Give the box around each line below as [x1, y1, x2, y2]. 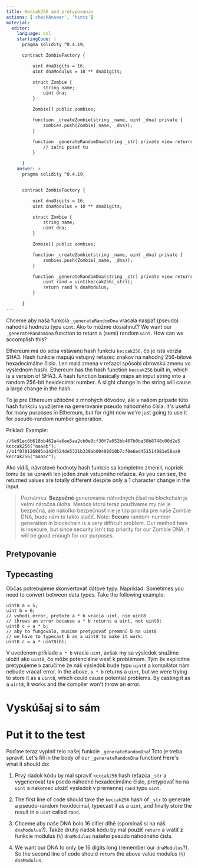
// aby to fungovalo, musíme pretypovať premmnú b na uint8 [6, 628, 157, 634]
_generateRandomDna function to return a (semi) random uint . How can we [6, 329, 184, 336]
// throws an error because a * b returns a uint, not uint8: [6, 618, 162, 624]
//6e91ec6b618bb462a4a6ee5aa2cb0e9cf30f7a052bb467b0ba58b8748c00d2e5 [6, 438, 181, 444]
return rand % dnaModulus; [43, 284, 110, 290]
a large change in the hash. [6, 385, 72, 392]
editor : [11, 25, 31, 31]
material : [6, 20, 31, 25]
